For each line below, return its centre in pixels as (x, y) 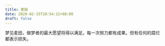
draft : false (18, 18)
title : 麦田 (16, 9)
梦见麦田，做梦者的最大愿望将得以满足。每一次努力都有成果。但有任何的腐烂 (82, 33)
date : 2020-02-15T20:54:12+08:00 (39, 14)
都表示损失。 (18, 39)
